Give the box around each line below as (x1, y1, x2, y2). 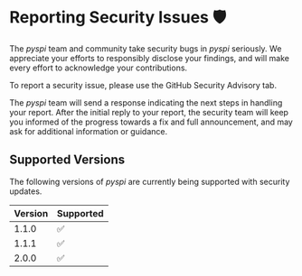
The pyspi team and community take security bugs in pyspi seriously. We (9, 42, 282, 54)
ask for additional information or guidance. (9, 125, 168, 136)
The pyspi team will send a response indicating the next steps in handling (9, 97, 283, 108)
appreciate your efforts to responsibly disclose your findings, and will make (9, 52, 289, 63)
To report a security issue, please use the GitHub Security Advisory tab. (9, 79, 278, 90)
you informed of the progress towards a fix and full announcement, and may (9, 116, 294, 127)
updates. (9, 186, 42, 197)
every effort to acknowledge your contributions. (9, 62, 188, 73)
